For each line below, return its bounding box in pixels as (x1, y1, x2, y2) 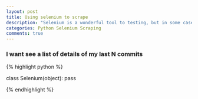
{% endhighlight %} (6, 86, 54, 93)
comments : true (6, 31, 44, 37)
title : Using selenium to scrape (6, 14, 88, 20)
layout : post (6, 8, 38, 15)
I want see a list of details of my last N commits (6, 50, 143, 58)
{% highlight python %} (6, 63, 63, 71)
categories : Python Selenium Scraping (6, 25, 101, 31)
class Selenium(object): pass (6, 75, 77, 82)
